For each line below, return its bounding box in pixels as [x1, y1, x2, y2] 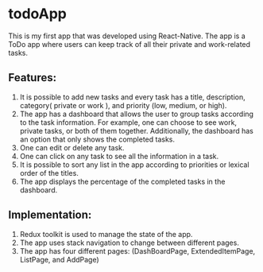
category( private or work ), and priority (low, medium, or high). [19, 100, 227, 110]
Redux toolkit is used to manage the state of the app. [19, 229, 193, 239]
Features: [8, 71, 57, 84]
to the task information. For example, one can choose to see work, [19, 117, 237, 127]
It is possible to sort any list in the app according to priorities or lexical [19, 160, 249, 169]
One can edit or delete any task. [19, 142, 125, 152]
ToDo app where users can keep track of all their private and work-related [8, 39, 251, 49]
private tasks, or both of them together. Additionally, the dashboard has [19, 126, 254, 135]
